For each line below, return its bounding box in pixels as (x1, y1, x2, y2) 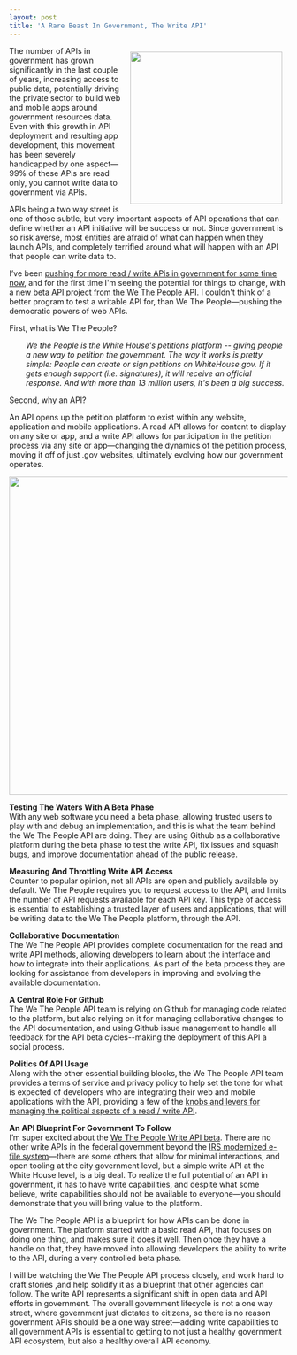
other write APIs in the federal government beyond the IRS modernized (9, 1141, 267, 1151)
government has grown (9, 55, 95, 65)
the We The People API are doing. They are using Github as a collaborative (9, 829, 281, 841)
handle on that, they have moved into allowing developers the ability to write (9, 1243, 287, 1253)
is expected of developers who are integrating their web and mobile (9, 1086, 256, 1097)
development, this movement (9, 139, 115, 150)
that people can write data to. (9, 250, 117, 261)
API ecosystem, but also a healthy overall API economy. (9, 1336, 212, 1346)
